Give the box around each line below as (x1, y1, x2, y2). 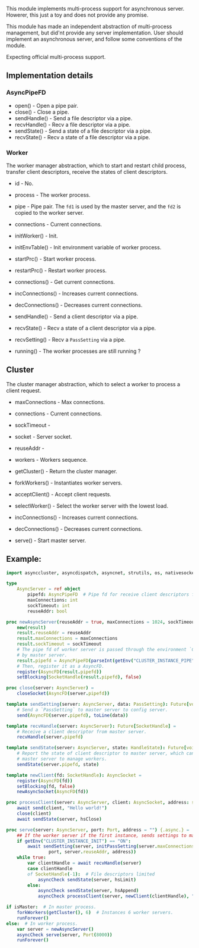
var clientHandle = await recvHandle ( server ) (27, 860, 142, 866)
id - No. (14, 180, 34, 187)
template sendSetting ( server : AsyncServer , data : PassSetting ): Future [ (6, 702, 190, 708)
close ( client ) (17, 811, 52, 817)
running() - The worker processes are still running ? (14, 348, 141, 355)
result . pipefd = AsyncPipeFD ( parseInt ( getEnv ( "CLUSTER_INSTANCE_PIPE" (17, 658, 195, 664)
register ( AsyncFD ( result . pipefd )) (17, 669, 102, 675)
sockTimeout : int (27, 602, 70, 609)
